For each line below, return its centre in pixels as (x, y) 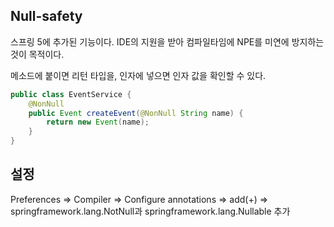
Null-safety (46, 16)
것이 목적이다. (37, 54)
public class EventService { (71, 94)
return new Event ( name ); (98, 122)
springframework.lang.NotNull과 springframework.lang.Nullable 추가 (150, 211)
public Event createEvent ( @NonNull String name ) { (136, 113)
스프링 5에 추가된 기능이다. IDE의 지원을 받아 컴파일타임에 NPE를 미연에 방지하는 (167, 41)
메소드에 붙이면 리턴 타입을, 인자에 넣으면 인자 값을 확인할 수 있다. (138, 75)
